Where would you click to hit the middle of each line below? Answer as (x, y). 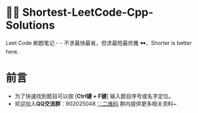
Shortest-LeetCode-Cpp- (88, 12)
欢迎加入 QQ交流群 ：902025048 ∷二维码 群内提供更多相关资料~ (96, 103)
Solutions (30, 25)
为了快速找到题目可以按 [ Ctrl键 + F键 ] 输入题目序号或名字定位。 (94, 96)
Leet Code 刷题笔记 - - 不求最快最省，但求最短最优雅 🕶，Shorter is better (99, 43)
